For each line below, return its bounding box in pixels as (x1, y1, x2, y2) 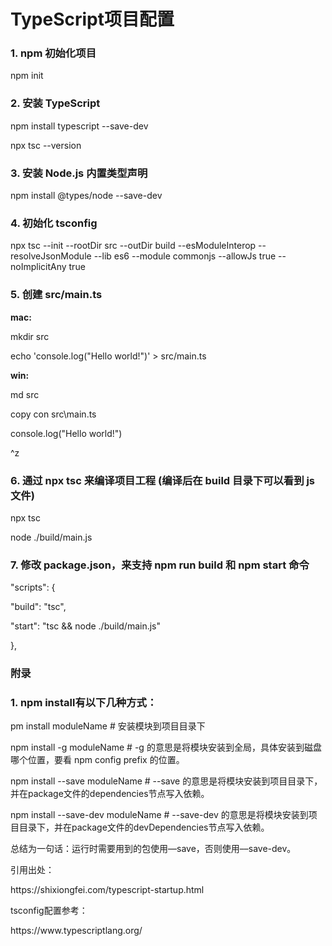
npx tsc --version (10, 139, 82, 151)
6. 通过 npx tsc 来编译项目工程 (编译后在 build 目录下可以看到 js (10, 473, 316, 487)
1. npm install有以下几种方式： (10, 696, 158, 710)
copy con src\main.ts (10, 408, 97, 420)
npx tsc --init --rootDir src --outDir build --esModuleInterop (10, 240, 257, 252)
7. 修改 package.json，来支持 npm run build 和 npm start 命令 (10, 558, 310, 572)
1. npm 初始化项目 (10, 46, 97, 60)
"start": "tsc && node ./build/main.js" (10, 620, 162, 632)
